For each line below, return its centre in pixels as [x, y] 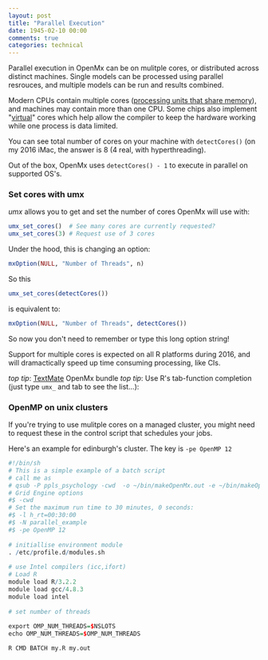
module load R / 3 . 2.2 [43, 582]
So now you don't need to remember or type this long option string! [119, 338]
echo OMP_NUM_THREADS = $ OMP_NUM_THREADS [75, 634]
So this [20, 279]
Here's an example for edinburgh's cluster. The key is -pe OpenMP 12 [120, 449]
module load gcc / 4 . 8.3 [46, 589]
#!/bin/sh [25, 464]
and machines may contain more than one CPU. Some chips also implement [133, 109]
